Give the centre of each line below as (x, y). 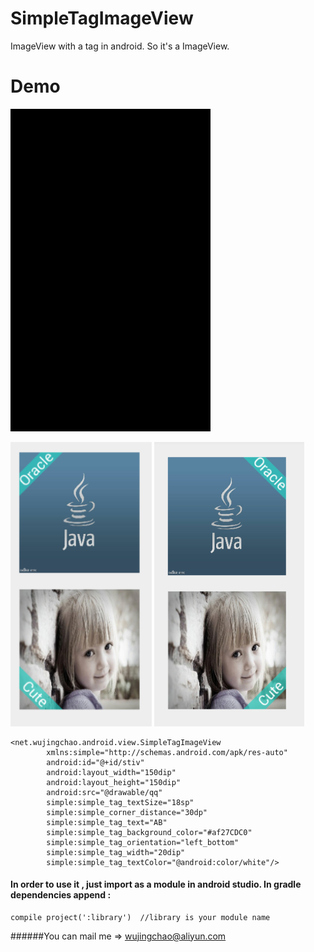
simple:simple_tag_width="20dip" (116, 852)
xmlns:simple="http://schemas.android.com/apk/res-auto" (167, 752)
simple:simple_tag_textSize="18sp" (120, 802)
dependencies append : (61, 895)
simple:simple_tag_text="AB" (107, 822)
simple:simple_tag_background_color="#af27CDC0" (149, 832)
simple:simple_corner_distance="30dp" (127, 812)
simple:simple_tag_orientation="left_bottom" (143, 842)
